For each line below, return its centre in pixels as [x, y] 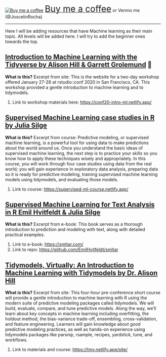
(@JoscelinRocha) [24, 17]
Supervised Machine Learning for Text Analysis [80, 205]
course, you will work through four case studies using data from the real [79, 163]
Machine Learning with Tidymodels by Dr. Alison [82, 273]
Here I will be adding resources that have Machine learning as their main [79, 31]
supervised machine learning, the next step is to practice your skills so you [81, 153]
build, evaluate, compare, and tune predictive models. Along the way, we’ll [81, 308]
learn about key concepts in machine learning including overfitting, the [77, 314]
